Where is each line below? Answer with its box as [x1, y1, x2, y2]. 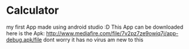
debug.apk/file [6, 36, 42, 43]
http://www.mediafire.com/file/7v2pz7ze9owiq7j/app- [46, 29, 179, 36]
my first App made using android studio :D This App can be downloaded [6, 23, 184, 30]
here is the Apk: [6, 29, 45, 36]
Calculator [6, 4, 59, 17]
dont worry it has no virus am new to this [43, 36, 144, 43]
